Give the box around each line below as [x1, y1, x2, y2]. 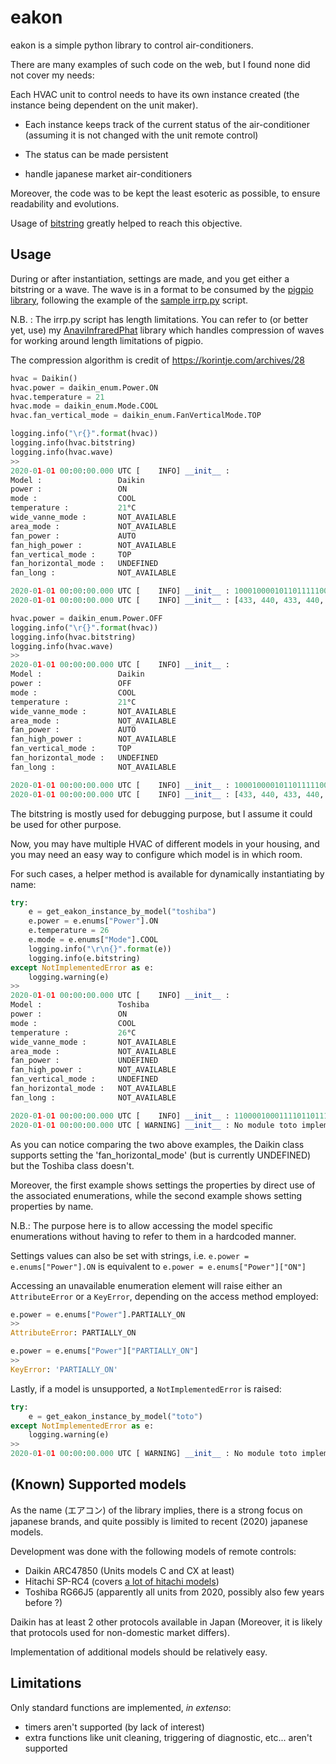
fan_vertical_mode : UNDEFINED [10, 1074, 159, 1085]
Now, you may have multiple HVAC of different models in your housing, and [10, 837, 320, 850]
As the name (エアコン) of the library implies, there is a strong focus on [10, 1504, 303, 1516]
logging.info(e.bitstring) [28, 953, 141, 963]
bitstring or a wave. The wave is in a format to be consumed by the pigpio [10, 283, 314, 295]
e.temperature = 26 [28, 926, 110, 936]
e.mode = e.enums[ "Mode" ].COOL [28, 935, 159, 945]
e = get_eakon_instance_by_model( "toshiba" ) [28, 907, 217, 917]
